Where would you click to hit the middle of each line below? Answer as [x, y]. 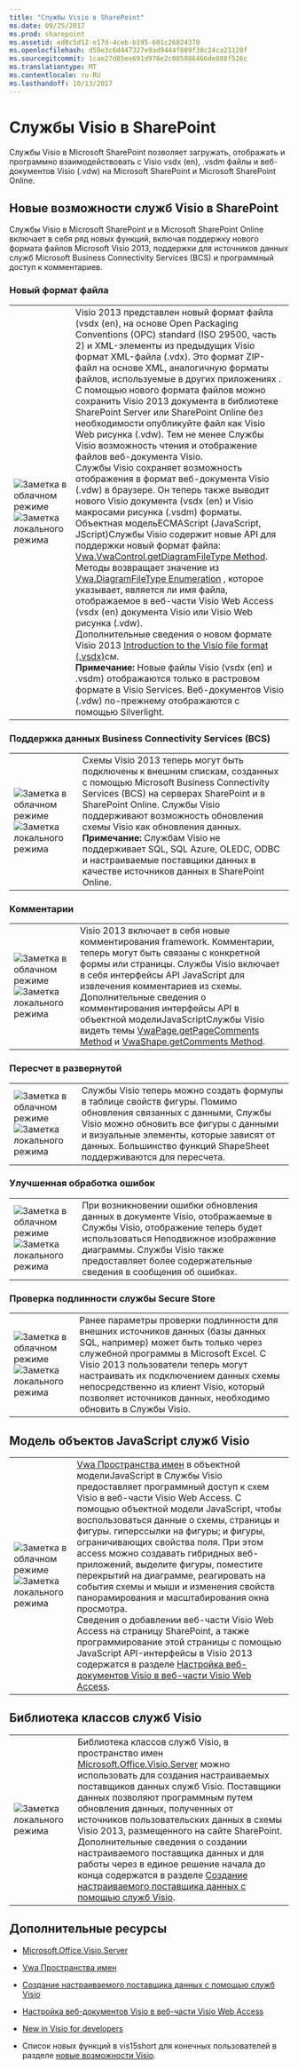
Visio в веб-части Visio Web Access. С [159, 1497]
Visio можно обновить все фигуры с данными [180, 1123]
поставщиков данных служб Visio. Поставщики [179, 1786]
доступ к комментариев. [56, 267]
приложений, [105, 1564]
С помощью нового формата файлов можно [170, 390]
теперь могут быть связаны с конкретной [170, 953]
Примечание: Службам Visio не [151, 837]
